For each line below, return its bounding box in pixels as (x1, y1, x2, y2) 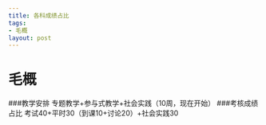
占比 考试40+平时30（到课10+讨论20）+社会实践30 (8, 108, 179, 118)
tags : (8, 19, 26, 27)
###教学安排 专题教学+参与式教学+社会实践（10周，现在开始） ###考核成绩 (8, 99, 259, 108)
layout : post (8, 33, 52, 42)
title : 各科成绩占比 (8, 11, 69, 20)
